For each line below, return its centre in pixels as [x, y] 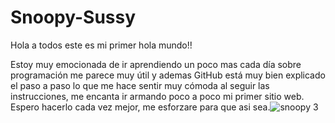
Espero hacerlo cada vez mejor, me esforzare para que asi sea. [140, 107]
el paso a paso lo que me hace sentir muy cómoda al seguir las [140, 85]
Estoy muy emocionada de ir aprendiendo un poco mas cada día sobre [156, 64]
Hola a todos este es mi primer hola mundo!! [101, 45]
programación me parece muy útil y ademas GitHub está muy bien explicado [168, 75]
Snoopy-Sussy [73, 17]
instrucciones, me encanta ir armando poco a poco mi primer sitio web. [157, 96]
